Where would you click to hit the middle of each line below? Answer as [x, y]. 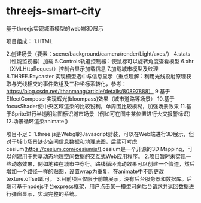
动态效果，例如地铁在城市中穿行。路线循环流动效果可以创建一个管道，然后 [103, 163]
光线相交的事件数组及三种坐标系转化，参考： [71, 84]
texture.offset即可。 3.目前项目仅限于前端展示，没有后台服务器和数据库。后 [99, 178]
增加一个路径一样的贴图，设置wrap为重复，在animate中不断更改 [85, 171]
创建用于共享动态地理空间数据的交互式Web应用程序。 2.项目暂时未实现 [99, 156]
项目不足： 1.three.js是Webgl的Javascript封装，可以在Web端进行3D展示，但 [100, 134]
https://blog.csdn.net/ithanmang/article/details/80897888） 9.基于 [88, 91]
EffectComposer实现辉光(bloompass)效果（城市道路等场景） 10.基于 [90, 99]
